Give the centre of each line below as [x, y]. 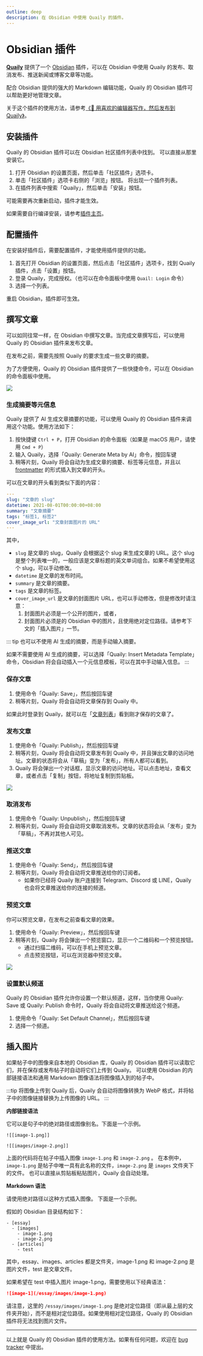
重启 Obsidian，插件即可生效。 [45, 299]
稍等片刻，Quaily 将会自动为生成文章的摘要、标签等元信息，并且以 [98, 462]
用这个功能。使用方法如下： [41, 427]
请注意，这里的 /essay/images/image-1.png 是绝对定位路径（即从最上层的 [97, 1306]
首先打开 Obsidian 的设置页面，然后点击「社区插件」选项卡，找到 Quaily [105, 263]
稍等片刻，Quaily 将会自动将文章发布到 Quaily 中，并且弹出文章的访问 [102, 753]
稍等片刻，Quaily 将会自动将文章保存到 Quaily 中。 [78, 701]
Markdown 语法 [26, 1186]
